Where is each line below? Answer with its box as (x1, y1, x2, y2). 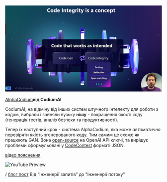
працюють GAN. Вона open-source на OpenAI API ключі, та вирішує (5, 137, 148, 143)
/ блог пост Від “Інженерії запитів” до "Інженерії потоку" (5, 171, 125, 177)
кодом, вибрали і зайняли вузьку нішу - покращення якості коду (5, 111, 143, 117)
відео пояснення (5, 152, 41, 158)
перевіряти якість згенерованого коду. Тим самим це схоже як (5, 132, 140, 138)
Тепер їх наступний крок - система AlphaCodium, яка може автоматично (5, 126, 161, 132)
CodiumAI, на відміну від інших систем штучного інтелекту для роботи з (5, 106, 159, 112)
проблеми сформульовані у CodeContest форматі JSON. (5, 142, 125, 148)
